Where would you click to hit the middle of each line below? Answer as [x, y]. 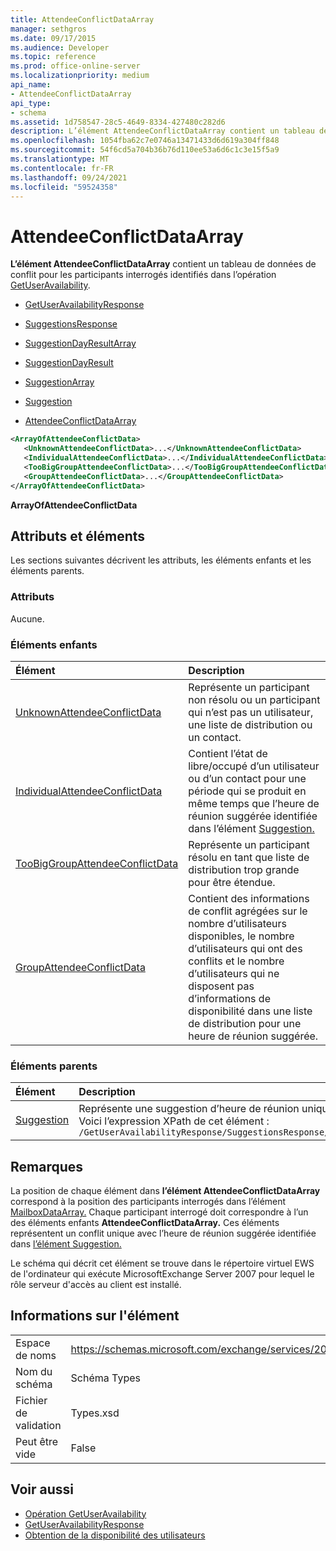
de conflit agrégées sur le [248, 911]
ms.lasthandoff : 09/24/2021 [69, 177]
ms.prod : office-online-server [75, 66]
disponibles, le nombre [241, 936]
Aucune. [27, 618]
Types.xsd [95, 1413]
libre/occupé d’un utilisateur [254, 766]
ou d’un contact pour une [247, 778]
